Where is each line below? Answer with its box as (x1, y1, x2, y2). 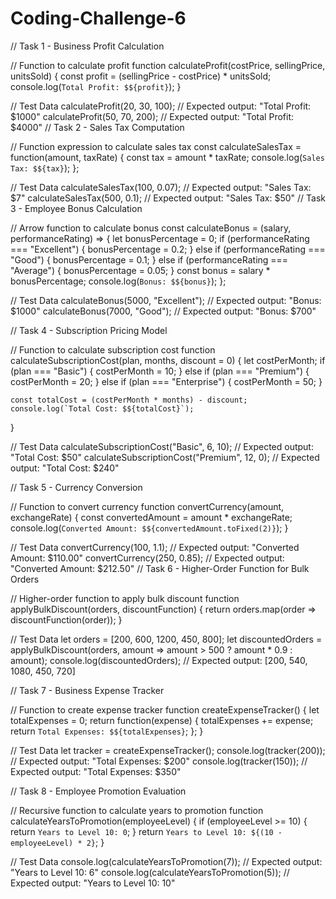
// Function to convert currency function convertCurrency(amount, (10, 500, 285, 512)
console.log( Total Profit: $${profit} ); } (10, 80, 182, 92)
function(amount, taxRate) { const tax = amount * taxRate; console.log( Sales (10, 151, 325, 163)
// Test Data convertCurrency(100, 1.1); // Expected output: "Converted (10, 541, 300, 553)
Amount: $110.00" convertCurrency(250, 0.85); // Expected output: (10, 552, 285, 564)
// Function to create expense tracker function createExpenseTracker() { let (10, 703, 320, 716)
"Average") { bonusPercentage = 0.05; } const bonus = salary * (10, 264, 271, 276)
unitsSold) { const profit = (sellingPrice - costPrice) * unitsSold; (10, 70, 272, 82)
